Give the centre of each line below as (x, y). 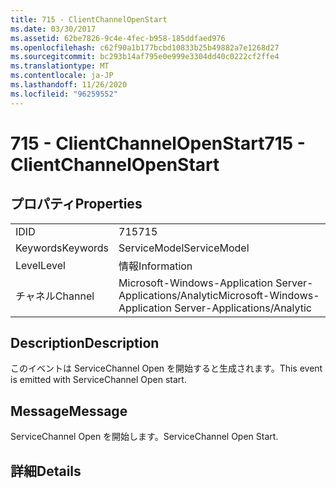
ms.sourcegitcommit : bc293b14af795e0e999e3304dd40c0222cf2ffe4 (145, 57)
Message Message (69, 411)
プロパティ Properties (76, 204)
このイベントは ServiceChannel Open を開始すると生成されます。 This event (166, 368)
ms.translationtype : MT (60, 66)
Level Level (40, 265)
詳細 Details (46, 471)
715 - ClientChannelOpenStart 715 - (158, 143)
